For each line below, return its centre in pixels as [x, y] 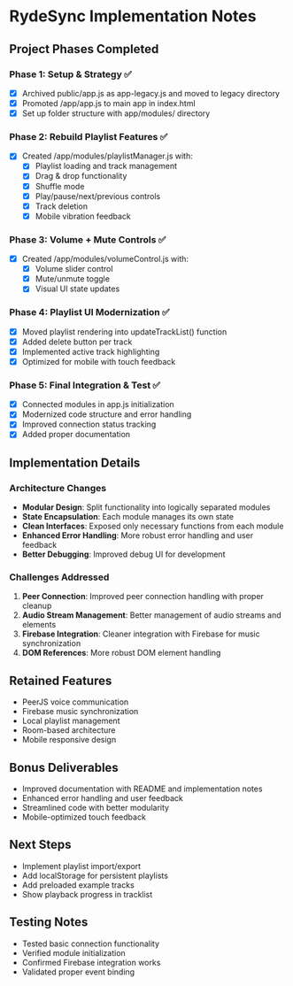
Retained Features [61, 680]
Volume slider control [74, 269]
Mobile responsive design [69, 740]
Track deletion [62, 206]
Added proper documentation [76, 435]
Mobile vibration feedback [83, 216]
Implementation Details [75, 462]
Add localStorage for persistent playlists [95, 875]
